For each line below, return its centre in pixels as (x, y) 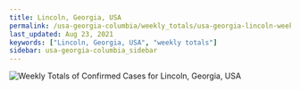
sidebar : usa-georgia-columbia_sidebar (83, 51)
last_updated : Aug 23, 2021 (62, 34)
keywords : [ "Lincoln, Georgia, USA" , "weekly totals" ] (113, 42)
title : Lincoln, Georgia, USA (66, 17)
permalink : (29, 26)
